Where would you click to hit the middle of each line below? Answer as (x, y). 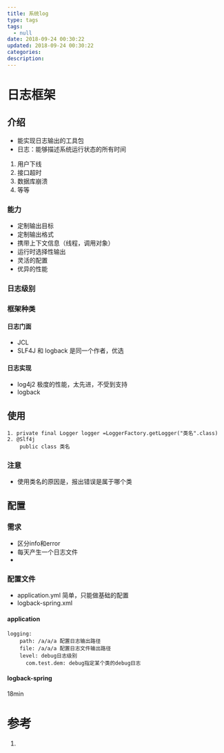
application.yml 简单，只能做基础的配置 (73, 595)
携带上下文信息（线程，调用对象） (65, 243)
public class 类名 (45, 447)
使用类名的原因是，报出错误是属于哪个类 (74, 482)
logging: (20, 633)
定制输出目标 (35, 226)
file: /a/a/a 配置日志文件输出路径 (65, 648)
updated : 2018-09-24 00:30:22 (51, 46)
